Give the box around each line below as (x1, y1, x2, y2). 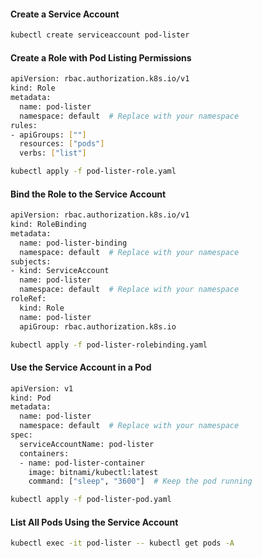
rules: (10, 120, 38, 130)
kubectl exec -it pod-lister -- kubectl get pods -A (10, 538, 235, 549)
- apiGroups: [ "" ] (10, 130, 87, 140)
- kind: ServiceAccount (10, 266, 110, 276)
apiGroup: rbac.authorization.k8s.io (19, 321, 177, 332)
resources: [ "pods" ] (19, 139, 105, 149)
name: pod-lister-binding (19, 238, 128, 248)
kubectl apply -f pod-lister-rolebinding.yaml (10, 340, 208, 350)
